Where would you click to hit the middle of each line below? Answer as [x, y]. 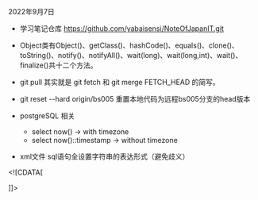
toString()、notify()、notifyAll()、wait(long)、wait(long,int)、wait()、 [131, 55]
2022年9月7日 [32, 12]
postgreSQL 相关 [47, 116]
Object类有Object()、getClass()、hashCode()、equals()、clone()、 [129, 45]
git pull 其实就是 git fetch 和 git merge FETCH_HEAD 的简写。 [119, 82]
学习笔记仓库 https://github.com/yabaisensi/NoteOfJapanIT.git [122, 29]
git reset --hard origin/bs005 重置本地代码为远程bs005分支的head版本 [135, 99]
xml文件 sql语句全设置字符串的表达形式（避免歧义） [104, 156]
